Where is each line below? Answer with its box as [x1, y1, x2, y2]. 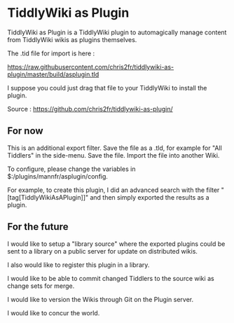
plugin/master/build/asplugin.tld [7, 70, 99, 78]
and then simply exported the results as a [90, 193, 209, 201]
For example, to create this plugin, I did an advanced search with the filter [7, 186, 220, 194]
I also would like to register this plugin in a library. [7, 261, 150, 269]
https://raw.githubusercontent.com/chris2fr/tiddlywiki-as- [7, 62, 174, 71]
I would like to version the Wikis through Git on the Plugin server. [7, 295, 194, 303]
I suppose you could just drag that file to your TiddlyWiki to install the [7, 83, 207, 92]
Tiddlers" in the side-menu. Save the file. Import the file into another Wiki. [7, 151, 220, 159]
